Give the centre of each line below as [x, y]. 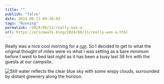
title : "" [15, 10]
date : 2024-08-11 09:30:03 [33, 19]
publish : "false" [23, 14]
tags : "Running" [22, 23]
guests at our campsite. [29, 62]
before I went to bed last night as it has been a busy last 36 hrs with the [77, 56]
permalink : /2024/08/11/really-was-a [44, 28]
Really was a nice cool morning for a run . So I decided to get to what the [78, 46]
